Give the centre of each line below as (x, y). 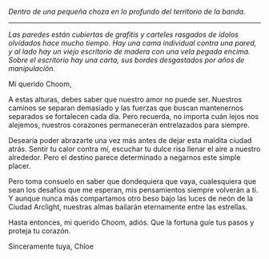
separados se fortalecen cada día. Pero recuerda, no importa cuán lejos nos (133, 116)
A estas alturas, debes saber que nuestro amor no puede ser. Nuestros (125, 100)
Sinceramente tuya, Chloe (51, 246)
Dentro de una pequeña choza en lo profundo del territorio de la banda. (127, 12)
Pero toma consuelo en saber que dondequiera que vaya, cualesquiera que (132, 181)
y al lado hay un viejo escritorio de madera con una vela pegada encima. (129, 52)
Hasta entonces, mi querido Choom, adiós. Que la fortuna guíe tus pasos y (131, 222)
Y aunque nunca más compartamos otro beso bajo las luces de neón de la (131, 198)
